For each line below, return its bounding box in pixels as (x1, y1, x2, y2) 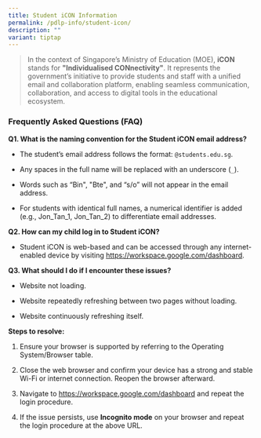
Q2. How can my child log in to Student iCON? (8, 227, 160, 236)
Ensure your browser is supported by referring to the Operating (19, 341, 224, 351)
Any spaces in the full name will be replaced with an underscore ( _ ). (19, 164, 239, 173)
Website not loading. (19, 280, 86, 290)
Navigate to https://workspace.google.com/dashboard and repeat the (19, 389, 245, 398)
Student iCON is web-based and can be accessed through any (19, 242, 222, 251)
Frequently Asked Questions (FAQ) (8, 116, 143, 127)
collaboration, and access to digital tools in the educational (27, 88, 218, 98)
